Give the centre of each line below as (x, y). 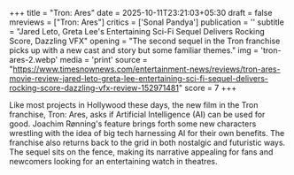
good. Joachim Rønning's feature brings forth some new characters (133, 124)
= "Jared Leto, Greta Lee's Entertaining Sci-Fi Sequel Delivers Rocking (137, 31)
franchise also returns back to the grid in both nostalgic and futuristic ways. (147, 142)
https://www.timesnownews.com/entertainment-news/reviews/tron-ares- (147, 69)
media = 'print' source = (104, 60)
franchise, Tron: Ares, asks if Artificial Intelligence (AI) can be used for (137, 114)
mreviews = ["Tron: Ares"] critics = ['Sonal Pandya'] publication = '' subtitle (147, 22)
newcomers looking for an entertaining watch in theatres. (113, 161)
